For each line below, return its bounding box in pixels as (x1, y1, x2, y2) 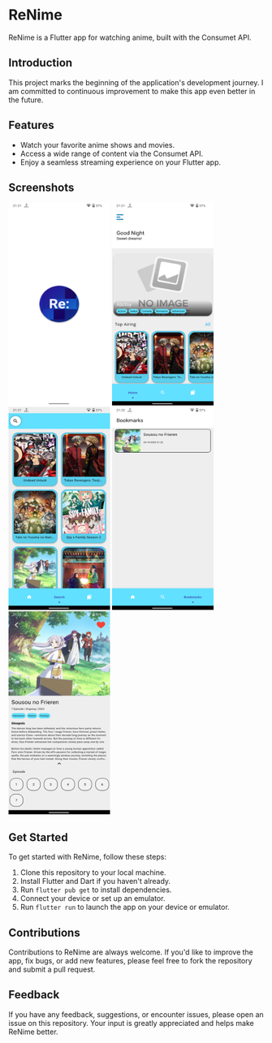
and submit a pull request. (8, 964, 96, 974)
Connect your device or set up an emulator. (19, 894, 166, 903)
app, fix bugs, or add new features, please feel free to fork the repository (8, 956, 253, 965)
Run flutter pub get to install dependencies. (19, 885, 172, 894)
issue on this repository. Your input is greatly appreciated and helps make (8, 1018, 254, 1028)
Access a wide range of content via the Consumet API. (19, 149, 204, 158)
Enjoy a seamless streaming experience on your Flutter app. (19, 157, 222, 167)
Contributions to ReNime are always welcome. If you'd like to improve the (8, 947, 254, 957)
